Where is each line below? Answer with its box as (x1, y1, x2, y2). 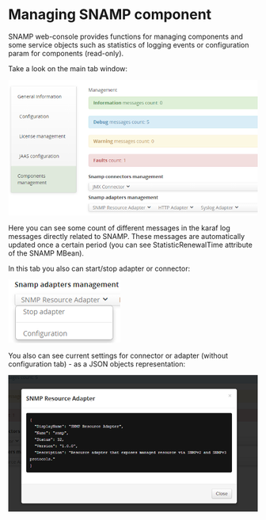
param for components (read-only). (8, 48, 124, 58)
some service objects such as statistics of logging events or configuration (8, 40, 249, 49)
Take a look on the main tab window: (8, 63, 128, 73)
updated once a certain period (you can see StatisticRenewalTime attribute (8, 240, 253, 250)
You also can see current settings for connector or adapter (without (8, 351, 228, 361)
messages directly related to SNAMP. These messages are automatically (8, 232, 245, 241)
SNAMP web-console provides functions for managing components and (8, 32, 243, 41)
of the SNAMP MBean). (8, 249, 85, 258)
